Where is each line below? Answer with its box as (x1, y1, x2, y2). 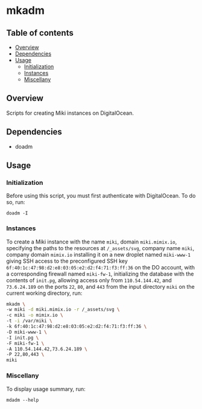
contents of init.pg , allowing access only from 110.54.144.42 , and (6, 276, 172, 284)
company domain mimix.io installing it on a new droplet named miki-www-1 (6, 251, 191, 258)
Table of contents (6, 28, 74, 38)
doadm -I (6, 210, 28, 216)
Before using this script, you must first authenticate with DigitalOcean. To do (6, 192, 196, 199)
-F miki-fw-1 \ (6, 340, 45, 346)
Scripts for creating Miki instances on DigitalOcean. (6, 109, 134, 117)
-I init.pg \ (6, 335, 39, 341)
